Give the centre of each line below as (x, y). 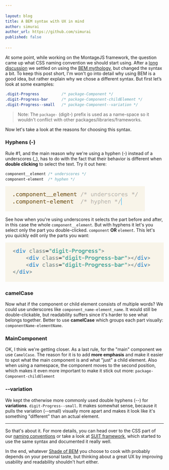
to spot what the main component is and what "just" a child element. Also (81, 360)
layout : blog (19, 16)
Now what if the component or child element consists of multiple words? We (84, 304)
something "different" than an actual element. (52, 416)
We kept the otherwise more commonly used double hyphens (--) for (77, 400)
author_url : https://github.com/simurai (48, 32)
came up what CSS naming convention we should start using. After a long (82, 62)
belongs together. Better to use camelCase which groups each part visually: (84, 320)
